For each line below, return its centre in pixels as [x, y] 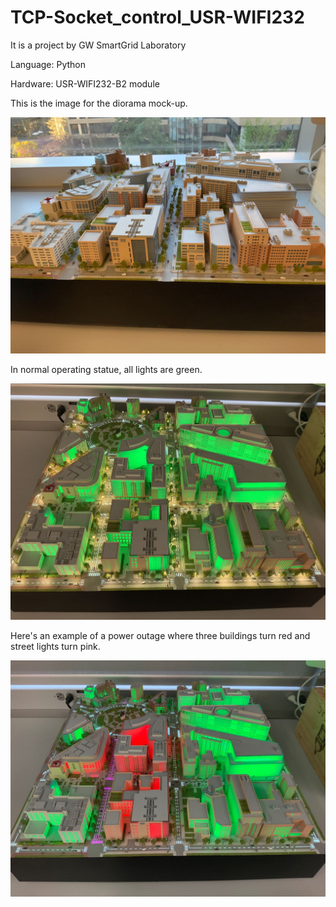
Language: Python [48, 64]
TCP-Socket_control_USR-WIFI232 [157, 17]
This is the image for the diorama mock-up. [99, 103]
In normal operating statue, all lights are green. [106, 369]
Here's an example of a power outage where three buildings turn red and [160, 636]
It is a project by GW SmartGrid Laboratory [98, 45]
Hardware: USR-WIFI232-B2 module [85, 83]
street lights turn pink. [55, 647]
